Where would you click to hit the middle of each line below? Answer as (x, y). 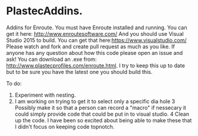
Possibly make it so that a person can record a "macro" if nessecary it (100, 107)
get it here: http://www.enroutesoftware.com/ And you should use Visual (95, 33)
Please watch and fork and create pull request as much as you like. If (91, 47)
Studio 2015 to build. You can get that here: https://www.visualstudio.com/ (97, 40)
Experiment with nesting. (45, 95)
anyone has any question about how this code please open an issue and (95, 52)
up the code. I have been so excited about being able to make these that (103, 120)
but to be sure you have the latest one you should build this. (79, 72)
